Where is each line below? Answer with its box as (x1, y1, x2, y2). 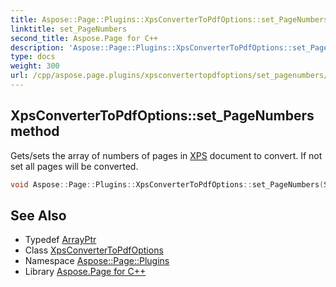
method (10, 123, 60, 140)
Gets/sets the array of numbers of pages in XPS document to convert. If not (10, 149, 323, 161)
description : (10, 42, 65, 53)
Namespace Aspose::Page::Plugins (24, 255, 170, 267)
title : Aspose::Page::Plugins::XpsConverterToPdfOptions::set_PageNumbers (10, 14, 329, 25)
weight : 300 (10, 61, 60, 71)
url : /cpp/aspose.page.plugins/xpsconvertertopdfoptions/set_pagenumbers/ (10, 71, 329, 81)
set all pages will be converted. (10, 160, 139, 172)
